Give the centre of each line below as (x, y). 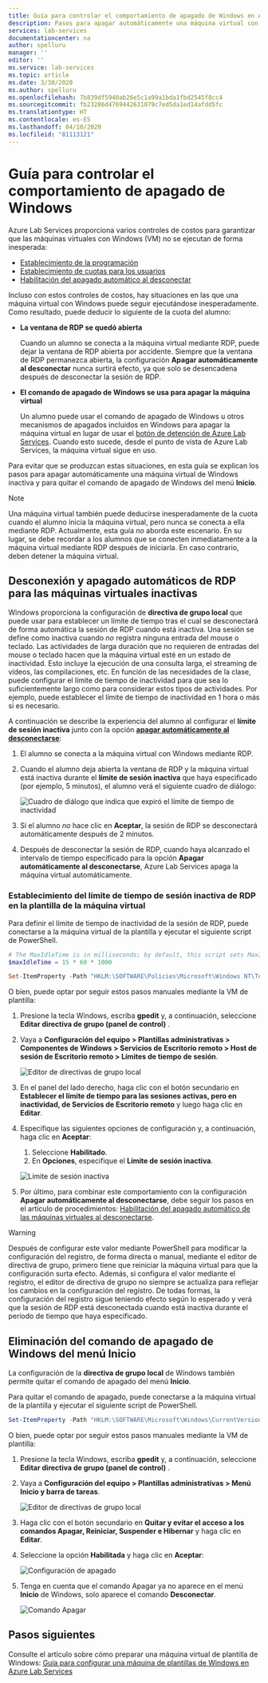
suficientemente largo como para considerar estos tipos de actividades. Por (133, 689)
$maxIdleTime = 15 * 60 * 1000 (60, 962)
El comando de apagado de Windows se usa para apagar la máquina (135, 392)
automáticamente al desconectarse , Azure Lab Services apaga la (129, 866)
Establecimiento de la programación (79, 262)
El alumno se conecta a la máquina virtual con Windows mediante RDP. (136, 754)
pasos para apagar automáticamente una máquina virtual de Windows (123, 474)
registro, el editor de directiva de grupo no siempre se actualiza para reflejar (134, 1282)
